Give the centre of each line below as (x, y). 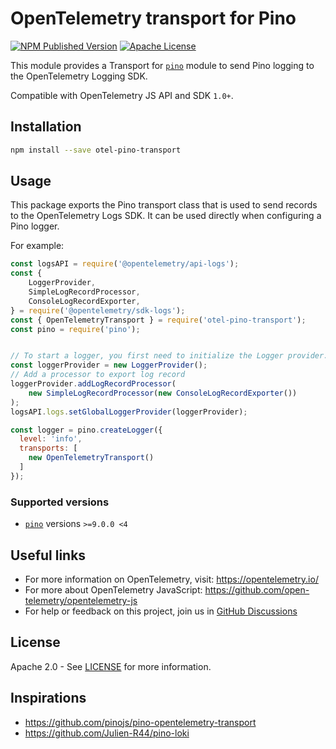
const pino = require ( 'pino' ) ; (75, 329)
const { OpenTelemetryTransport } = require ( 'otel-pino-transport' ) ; (158, 320)
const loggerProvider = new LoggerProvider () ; (109, 365)
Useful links (48, 555)
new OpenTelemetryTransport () (91, 458)
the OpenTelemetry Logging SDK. (79, 76)
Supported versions (60, 502)
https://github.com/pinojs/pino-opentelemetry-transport (140, 722)
